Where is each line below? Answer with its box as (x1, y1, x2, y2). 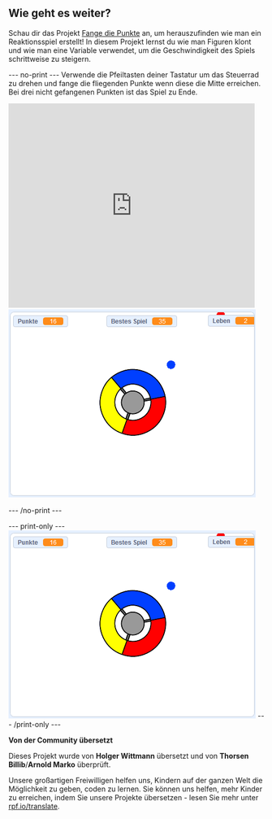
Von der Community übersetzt (8, 735, 114, 745)
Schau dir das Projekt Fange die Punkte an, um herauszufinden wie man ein (8, 28, 261, 37)
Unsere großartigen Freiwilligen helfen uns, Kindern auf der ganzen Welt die (8, 775, 263, 785)
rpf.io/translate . (8, 801, 60, 811)
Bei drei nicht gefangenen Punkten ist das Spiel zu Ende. (8, 87, 198, 97)
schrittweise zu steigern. (8, 54, 91, 63)
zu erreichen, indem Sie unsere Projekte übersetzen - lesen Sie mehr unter (8, 792, 259, 802)
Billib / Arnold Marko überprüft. (8, 760, 111, 769)
